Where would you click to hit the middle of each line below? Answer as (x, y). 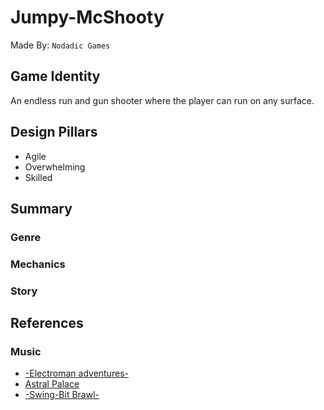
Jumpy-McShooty (87, 17)
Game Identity (55, 76)
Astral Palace (52, 384)
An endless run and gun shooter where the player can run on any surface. (162, 100)
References (47, 323)
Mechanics (38, 264)
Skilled (38, 177)
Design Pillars (54, 132)
